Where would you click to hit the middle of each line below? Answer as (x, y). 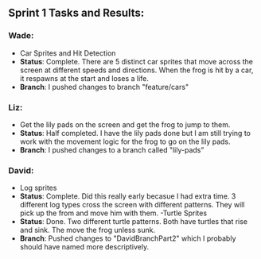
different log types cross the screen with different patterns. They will (132, 205)
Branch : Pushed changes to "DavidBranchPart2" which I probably (128, 238)
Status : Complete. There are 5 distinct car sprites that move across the (136, 61)
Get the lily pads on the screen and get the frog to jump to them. (125, 124)
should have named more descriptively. (84, 247)
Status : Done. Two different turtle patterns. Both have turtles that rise (134, 222)
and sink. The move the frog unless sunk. (88, 230)
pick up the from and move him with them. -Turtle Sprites (113, 213)
